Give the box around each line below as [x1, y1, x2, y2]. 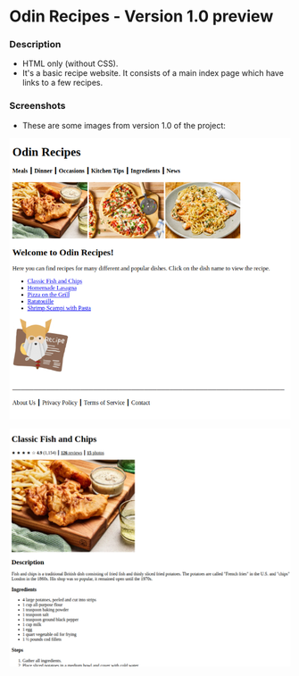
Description [9, 38, 62, 51]
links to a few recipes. [21, 78, 104, 88]
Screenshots [9, 100, 66, 113]
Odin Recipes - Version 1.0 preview [9, 6, 274, 27]
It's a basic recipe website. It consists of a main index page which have [21, 68, 284, 79]
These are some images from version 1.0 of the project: [21, 120, 226, 130]
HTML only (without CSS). [21, 58, 119, 69]
